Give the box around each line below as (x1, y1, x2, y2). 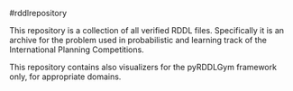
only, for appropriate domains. (9, 71, 122, 82)
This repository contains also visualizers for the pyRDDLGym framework (9, 62, 278, 72)
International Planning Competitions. (9, 44, 144, 55)
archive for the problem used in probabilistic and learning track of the (9, 35, 268, 45)
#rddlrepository (9, 8, 68, 18)
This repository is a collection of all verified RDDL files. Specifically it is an (9, 25, 285, 35)
